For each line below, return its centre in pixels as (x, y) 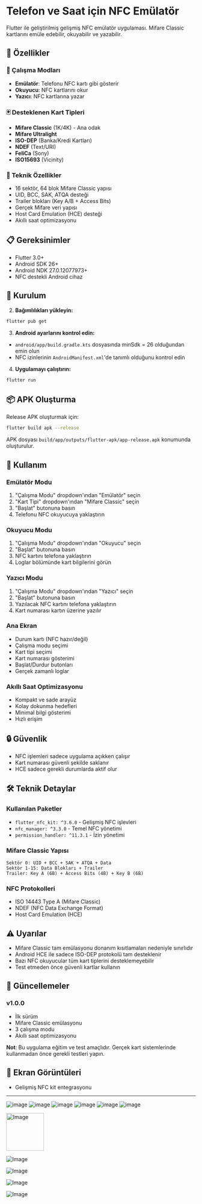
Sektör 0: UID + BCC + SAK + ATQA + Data (59, 863)
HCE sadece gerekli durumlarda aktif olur (66, 769)
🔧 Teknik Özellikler (34, 175)
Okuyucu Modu (29, 530)
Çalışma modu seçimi (41, 645)
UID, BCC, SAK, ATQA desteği (52, 195)
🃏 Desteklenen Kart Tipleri (46, 112)
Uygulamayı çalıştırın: (43, 369)
